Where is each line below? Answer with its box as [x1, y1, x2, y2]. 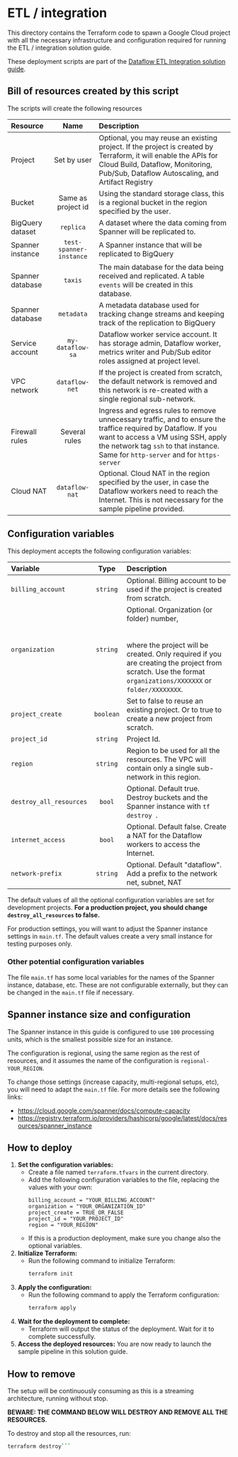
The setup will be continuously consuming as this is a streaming [7, 1387, 194, 1395]
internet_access [11, 836, 66, 844]
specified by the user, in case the [98, 477, 210, 487]
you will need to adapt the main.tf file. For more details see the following [7, 1085, 220, 1094]
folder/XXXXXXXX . [126, 684, 183, 694]
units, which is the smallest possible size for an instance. [7, 1035, 174, 1043]
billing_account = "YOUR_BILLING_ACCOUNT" [28, 1197, 156, 1204]
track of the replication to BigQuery [98, 317, 216, 327]
